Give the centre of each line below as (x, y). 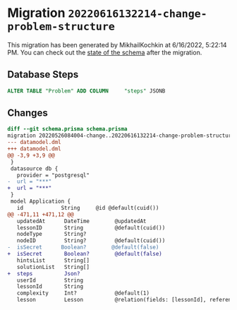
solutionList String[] (53, 267)
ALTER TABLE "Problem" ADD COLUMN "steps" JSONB (86, 91)
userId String (50, 280)
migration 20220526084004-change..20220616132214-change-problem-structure (121, 136)
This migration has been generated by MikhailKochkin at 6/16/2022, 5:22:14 (117, 44)
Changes (28, 113)
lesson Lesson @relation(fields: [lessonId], (111, 300)
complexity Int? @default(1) (83, 293)
